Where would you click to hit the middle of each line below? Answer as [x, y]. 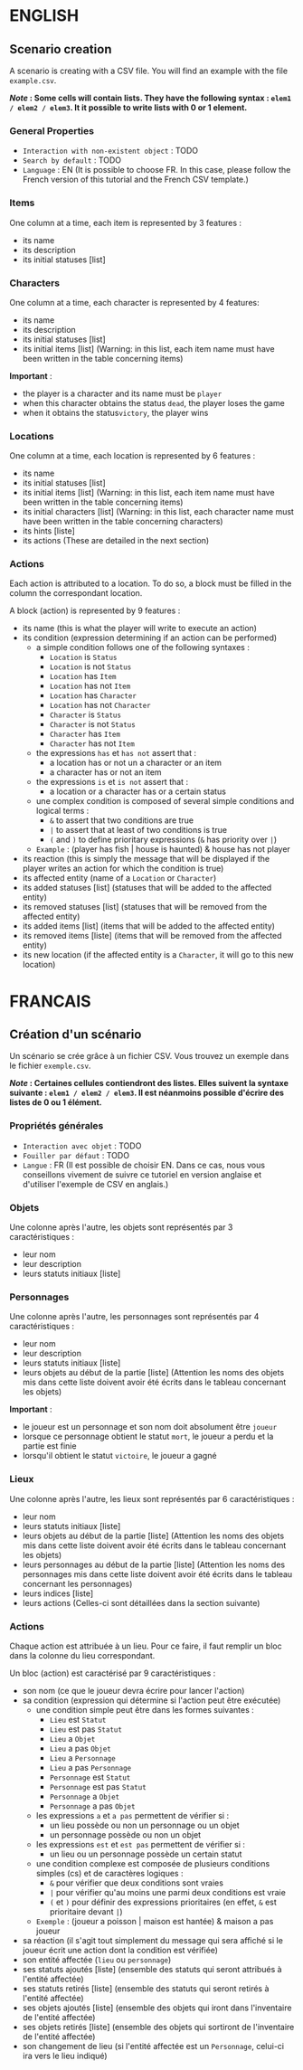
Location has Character [93, 695]
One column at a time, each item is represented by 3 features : [126, 222]
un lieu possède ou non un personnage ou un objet [144, 1825]
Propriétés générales [57, 1126]
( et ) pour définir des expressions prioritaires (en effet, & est [163, 1902]
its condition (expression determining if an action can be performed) [150, 638]
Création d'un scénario [76, 1035]
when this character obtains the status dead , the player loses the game [153, 402]
